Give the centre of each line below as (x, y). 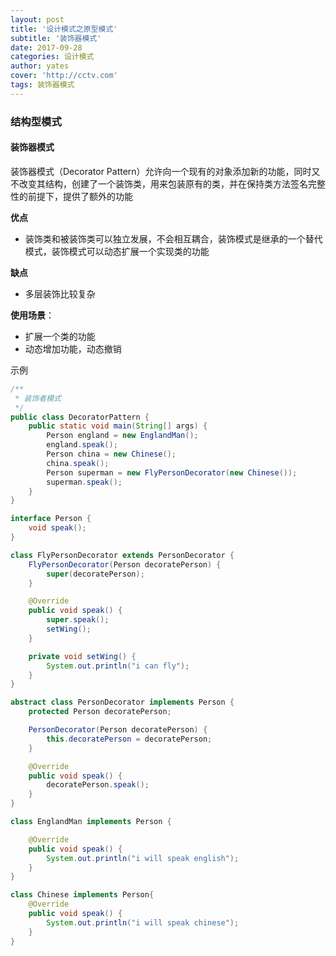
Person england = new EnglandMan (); (122, 436)
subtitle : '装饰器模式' (56, 38)
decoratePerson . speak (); (98, 785)
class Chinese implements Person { (82, 895)
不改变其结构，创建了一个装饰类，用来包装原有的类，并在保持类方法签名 (159, 183)
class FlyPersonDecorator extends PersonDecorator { (122, 555)
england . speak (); (82, 445)
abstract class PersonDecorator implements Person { (122, 702)
